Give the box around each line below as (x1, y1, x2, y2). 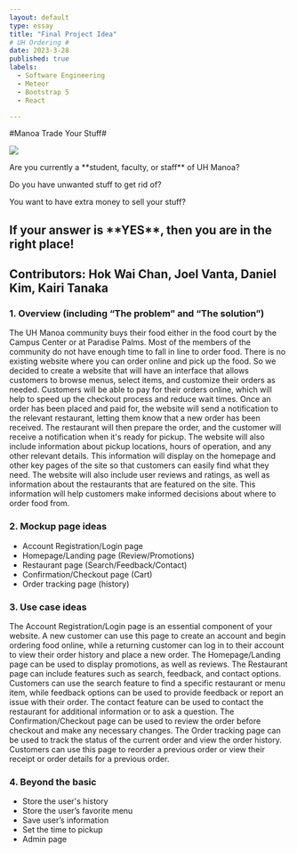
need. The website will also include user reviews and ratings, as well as (9, 470, 270, 480)
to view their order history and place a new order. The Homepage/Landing (9, 650, 281, 660)
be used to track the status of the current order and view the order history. (9, 734, 282, 745)
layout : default (9, 12, 69, 22)
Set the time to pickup (21, 824, 104, 835)
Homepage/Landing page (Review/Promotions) (21, 550, 196, 561)
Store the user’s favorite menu (21, 806, 133, 816)
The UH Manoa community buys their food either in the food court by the (9, 327, 277, 339)
